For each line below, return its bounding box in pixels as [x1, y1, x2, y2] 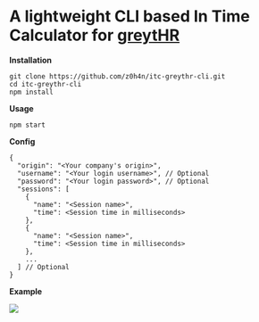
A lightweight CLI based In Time [9, 6, 250, 27]
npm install [9, 87, 54, 96]
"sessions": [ [17, 185, 70, 194]
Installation [9, 54, 52, 65]
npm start [9, 120, 46, 129]
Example [9, 285, 43, 296]
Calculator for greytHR [9, 25, 180, 45]
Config [9, 136, 36, 146]
